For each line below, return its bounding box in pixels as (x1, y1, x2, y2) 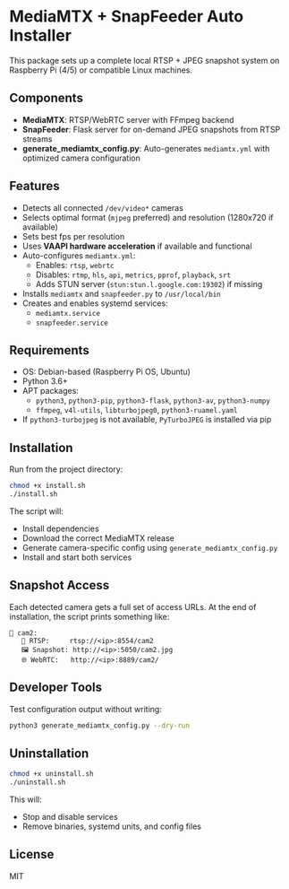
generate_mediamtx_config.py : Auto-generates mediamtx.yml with (21, 143, 270, 153)
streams (21, 133, 53, 144)
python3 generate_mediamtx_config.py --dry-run (9, 720, 191, 730)
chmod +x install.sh (9, 482, 87, 491)
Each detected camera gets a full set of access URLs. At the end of (9, 601, 257, 612)
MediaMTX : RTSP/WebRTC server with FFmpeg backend (21, 114, 234, 125)
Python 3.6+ (21, 376, 69, 387)
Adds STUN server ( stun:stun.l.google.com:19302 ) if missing (35, 278, 263, 289)
